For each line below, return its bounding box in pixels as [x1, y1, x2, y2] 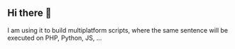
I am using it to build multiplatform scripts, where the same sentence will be [7, 26, 229, 34]
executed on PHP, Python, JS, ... [7, 33, 102, 42]
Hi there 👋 [7, 7, 52, 19]
